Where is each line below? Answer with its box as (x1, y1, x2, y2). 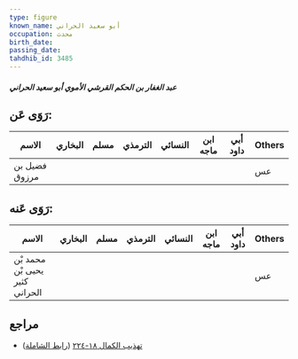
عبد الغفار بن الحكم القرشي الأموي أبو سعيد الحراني (9, 82, 177, 92)
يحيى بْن (13, 264, 44, 277)
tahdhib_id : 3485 (9, 54, 74, 63)
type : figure (9, 12, 58, 22)
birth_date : (9, 37, 53, 47)
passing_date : (9, 46, 62, 55)
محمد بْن (13, 254, 46, 266)
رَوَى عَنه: (9, 200, 53, 215)
